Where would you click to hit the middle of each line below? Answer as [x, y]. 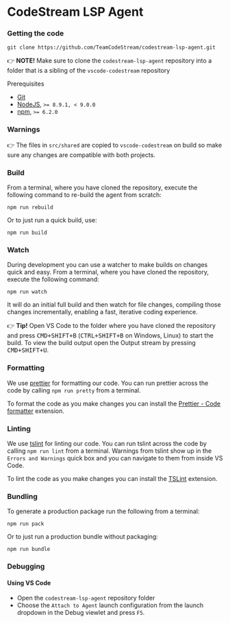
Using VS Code [29, 583]
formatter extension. [36, 411]
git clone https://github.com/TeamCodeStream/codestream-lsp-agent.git [111, 48]
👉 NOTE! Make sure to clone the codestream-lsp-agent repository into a [110, 61]
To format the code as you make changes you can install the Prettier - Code [114, 403]
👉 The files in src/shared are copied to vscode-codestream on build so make [115, 145]
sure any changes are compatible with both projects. [81, 154]
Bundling [22, 496]
